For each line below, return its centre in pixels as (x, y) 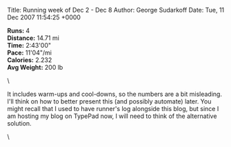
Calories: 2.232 (30, 60)
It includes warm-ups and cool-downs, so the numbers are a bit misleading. (115, 94)
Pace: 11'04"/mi (29, 52)
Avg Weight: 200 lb (35, 67)
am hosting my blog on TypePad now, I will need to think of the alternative (112, 116)
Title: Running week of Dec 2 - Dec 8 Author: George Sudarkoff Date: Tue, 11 (116, 10)
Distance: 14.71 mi (33, 38)
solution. (20, 123)
